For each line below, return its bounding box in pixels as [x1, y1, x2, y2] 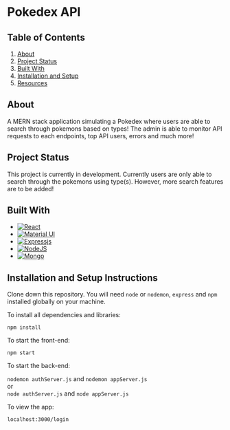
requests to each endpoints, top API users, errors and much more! [7, 131, 194, 140]
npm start [7, 350, 36, 356]
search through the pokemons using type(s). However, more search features [7, 177, 224, 186]
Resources [16, 79, 48, 87]
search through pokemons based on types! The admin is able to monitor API [7, 125, 222, 133]
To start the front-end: [7, 336, 70, 345]
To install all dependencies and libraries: [7, 311, 122, 319]
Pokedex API [7, 4, 81, 20]
